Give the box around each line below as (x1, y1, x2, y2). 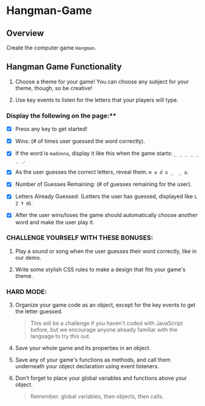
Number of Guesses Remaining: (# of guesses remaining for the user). (15, 180, 192, 188)
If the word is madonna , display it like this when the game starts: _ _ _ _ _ (15, 150, 199, 157)
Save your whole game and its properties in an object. (15, 344, 151, 352)
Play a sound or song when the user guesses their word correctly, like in (15, 248, 197, 255)
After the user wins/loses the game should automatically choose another (15, 212, 198, 219)
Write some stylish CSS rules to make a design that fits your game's (15, 266, 186, 273)
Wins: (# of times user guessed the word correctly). (15, 138, 145, 145)
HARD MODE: (6, 287, 47, 296)
